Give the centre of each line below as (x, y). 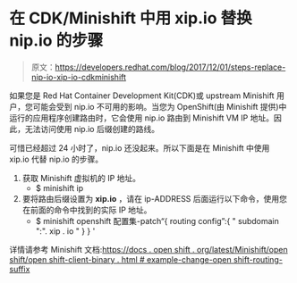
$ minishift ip (59, 187)
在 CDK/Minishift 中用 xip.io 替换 (131, 18)
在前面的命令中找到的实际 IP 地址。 (87, 210)
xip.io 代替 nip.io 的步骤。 (56, 159)
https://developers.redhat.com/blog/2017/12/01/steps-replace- (170, 67)
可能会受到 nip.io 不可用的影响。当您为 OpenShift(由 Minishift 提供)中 (160, 106)
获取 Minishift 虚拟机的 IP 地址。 (81, 178)
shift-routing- (258, 259)
